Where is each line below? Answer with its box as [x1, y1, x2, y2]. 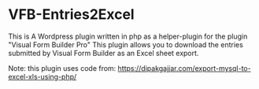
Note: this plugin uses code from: [8, 63, 117, 72]
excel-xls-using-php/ [8, 72, 77, 81]
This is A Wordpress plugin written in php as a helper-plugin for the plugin [8, 32, 248, 41]
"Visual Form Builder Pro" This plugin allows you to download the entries [8, 39, 244, 49]
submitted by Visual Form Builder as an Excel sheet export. [8, 48, 199, 57]
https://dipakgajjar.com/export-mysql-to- [117, 63, 251, 72]
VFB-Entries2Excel [8, 6, 135, 24]
